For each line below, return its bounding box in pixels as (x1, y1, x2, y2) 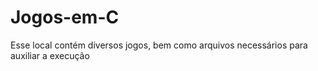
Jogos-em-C (10, 6, 120, 29)
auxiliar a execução (10, 49, 90, 61)
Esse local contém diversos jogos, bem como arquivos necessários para (10, 39, 308, 51)
